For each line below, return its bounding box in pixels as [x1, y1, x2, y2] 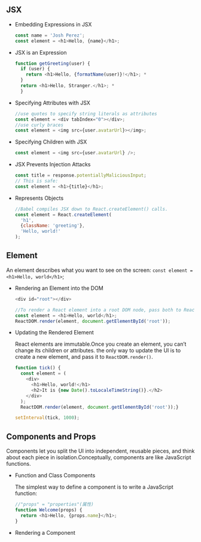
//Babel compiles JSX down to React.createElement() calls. [14, 206, 168, 212]
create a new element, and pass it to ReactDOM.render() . [14, 354, 154, 361]
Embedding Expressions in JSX [14, 20, 92, 28]
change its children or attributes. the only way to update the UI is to [14, 347, 181, 354]
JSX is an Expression [14, 49, 67, 56]
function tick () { [14, 365, 61, 371]
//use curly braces [14, 122, 64, 128]
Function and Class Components [14, 472, 96, 479]
